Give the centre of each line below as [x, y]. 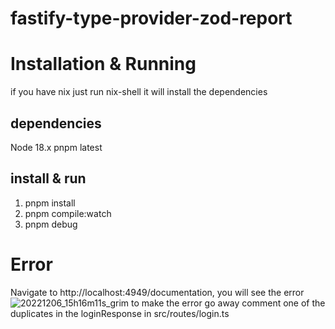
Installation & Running [103, 64]
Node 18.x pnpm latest [56, 147]
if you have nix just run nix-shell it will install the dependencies [139, 92]
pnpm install [50, 203]
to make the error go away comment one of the [228, 303]
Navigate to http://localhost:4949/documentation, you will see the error [157, 292]
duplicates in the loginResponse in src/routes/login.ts [120, 313]
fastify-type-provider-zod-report [151, 18]
